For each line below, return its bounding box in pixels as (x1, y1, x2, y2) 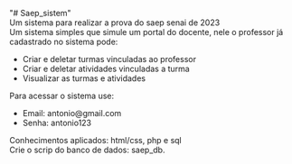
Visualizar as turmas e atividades (22, 73, 146, 84)
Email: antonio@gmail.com (22, 108, 122, 118)
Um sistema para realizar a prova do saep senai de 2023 (9, 17, 221, 28)
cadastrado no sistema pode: (9, 36, 118, 47)
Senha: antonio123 (22, 117, 92, 128)
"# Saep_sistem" (9, 8, 71, 18)
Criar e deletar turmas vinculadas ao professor (22, 54, 197, 64)
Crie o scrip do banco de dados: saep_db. (9, 144, 165, 155)
